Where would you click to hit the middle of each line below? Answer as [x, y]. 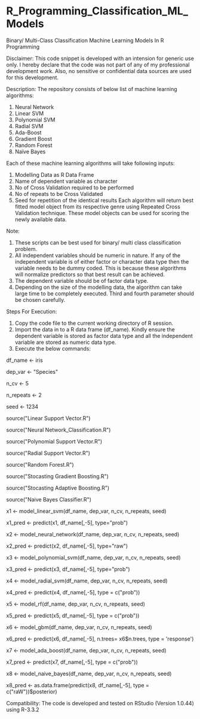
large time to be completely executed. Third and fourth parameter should [104, 293]
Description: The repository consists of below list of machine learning [92, 89]
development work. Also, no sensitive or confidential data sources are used [99, 71]
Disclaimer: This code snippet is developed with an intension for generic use [100, 58]
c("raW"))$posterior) [32, 691]
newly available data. [41, 219]
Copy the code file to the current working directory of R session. [94, 323]
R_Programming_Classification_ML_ [97, 11]
